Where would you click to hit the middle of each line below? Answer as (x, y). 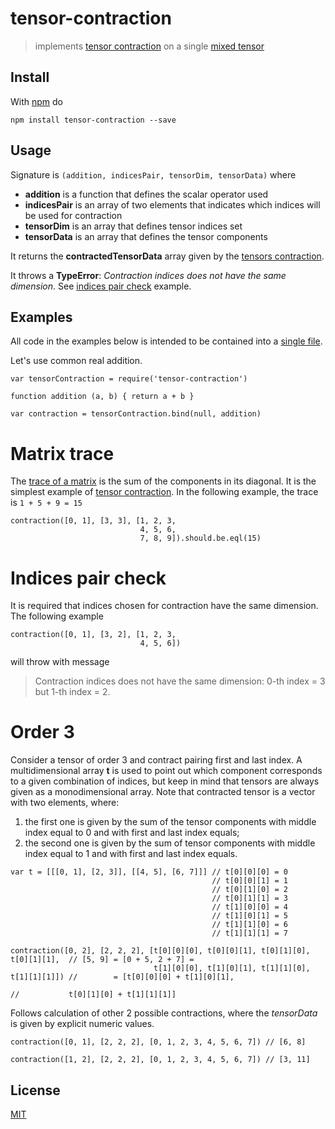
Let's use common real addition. (76, 361)
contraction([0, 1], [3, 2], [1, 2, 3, (93, 635)
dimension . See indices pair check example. (101, 286)
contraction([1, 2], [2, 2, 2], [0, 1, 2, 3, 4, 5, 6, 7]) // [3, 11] (160, 1060)
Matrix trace (62, 453)
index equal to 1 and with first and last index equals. (131, 854)
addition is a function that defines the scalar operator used (146, 194)
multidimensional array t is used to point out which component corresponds (166, 771)
